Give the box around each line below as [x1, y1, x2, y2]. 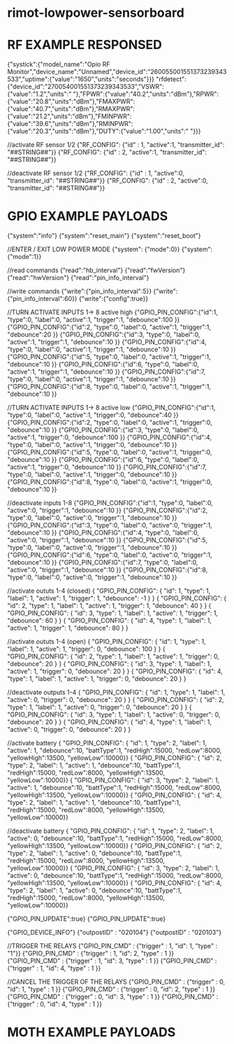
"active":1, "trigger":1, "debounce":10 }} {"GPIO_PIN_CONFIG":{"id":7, [7, 367, 206, 376]
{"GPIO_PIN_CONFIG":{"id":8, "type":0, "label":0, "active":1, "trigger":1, [7, 383, 212, 391]
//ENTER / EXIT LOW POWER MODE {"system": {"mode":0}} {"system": [7, 245, 213, 253]
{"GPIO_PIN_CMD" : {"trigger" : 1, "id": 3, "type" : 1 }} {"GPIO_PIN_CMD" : [7, 957, 217, 965]
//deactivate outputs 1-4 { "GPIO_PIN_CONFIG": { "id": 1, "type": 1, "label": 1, [7, 688, 226, 697]
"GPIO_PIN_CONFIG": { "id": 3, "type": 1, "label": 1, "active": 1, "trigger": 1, [7, 609, 219, 617]
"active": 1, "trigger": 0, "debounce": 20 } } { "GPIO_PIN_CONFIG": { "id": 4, [7, 667, 224, 676]
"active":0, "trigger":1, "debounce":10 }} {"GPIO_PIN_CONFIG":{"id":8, [7, 565, 208, 574]
